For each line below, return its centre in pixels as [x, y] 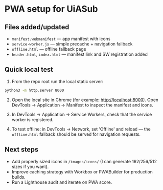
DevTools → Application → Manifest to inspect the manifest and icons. [82, 105]
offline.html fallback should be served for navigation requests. [76, 134]
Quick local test [29, 70]
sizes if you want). [30, 167]
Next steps [22, 150]
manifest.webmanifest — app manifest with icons [61, 39]
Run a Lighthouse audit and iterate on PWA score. [62, 182]
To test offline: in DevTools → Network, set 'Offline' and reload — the [81, 129]
